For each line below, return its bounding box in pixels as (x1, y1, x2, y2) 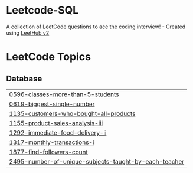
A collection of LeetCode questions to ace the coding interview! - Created (6, 23, 186, 30)
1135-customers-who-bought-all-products (9, 109, 136, 117)
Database (6, 73, 42, 83)
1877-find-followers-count (9, 148, 89, 156)
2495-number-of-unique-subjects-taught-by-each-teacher (9, 157, 185, 165)
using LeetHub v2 (6, 29, 50, 36)
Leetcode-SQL (6, 4, 79, 17)
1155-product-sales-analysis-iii (9, 119, 103, 127)
